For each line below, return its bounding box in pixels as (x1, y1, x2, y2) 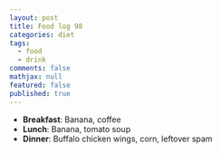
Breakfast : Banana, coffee (22, 114, 121, 125)
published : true (9, 89, 71, 98)
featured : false (9, 81, 71, 90)
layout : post (9, 13, 59, 23)
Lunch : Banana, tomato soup (22, 123, 131, 134)
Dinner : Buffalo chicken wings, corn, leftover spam (22, 133, 213, 144)
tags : (9, 38, 30, 48)
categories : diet (9, 30, 75, 39)
